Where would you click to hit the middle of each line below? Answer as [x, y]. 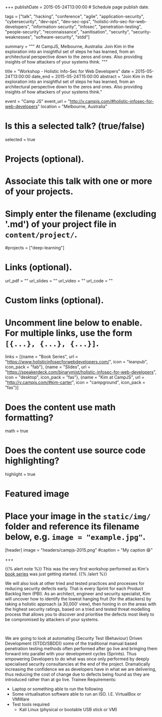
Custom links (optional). [54, 301]
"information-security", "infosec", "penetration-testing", [87, 27]
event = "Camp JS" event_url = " [37, 101]
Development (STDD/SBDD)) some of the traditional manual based [71, 644]
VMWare [21, 699]
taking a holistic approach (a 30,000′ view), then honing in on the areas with [81, 604]
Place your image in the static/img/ [78, 516]
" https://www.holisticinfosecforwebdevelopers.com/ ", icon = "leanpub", [76, 362]
